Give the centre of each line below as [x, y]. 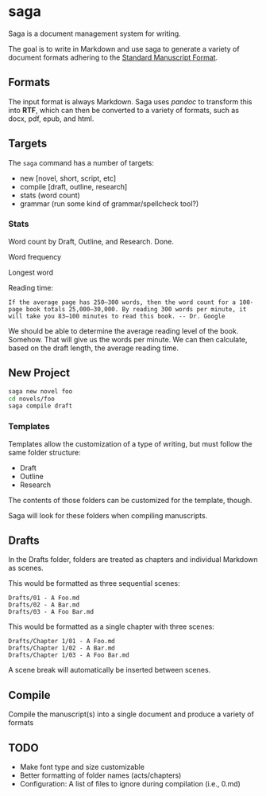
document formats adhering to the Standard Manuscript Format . [113, 57]
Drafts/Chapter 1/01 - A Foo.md [62, 642]
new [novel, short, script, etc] [68, 178]
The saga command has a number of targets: [81, 162]
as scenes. [26, 568]
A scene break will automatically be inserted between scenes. [110, 670]
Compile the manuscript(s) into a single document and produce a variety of [131, 714]
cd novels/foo [32, 399]
